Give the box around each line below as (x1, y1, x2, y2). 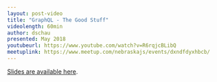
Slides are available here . (7, 67, 78, 76)
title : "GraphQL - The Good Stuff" (7, 17, 109, 23)
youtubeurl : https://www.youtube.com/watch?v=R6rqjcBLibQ (7, 42, 176, 49)
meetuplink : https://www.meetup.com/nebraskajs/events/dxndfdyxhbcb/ (7, 49, 211, 56)
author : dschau (7, 29, 51, 37)
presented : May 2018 (7, 36, 67, 43)
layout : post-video (7, 10, 63, 17)
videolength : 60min (7, 23, 63, 30)
